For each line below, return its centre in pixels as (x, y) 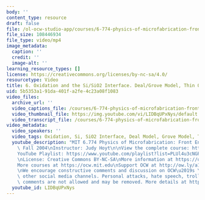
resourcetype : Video (33, 80)
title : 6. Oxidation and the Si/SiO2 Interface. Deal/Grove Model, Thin (101, 86)
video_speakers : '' (37, 131)
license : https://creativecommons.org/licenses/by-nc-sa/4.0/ (87, 74)
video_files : (23, 97)
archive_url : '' (32, 102)
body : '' (17, 12)
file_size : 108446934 (34, 35)
